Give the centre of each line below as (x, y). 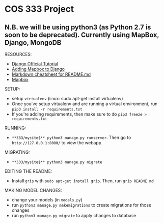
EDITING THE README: (28, 171)
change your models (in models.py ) (47, 200)
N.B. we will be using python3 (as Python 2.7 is (78, 27)
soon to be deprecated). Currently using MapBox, (82, 35)
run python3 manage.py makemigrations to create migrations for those (82, 205)
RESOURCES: (18, 54)
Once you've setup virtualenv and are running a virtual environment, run (84, 104)
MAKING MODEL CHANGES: (33, 190)
